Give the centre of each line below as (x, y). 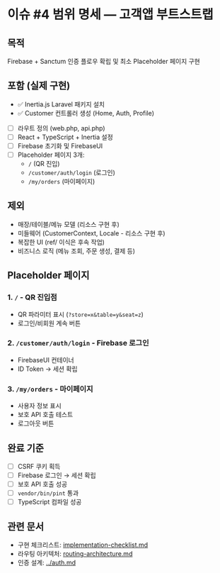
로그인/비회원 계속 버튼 (49, 323)
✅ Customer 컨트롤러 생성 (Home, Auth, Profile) (86, 113)
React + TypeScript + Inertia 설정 (65, 137)
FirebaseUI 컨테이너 (46, 360)
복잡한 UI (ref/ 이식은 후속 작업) (61, 242)
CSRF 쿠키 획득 (39, 466)
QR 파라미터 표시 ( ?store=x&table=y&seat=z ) (80, 314)
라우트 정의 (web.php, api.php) (61, 128)
